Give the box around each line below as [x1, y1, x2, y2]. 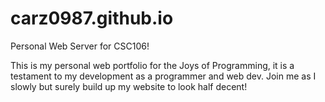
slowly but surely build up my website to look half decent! [10, 80, 248, 92]
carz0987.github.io [10, 7, 174, 30]
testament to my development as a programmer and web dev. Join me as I [10, 70, 317, 82]
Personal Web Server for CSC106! [10, 40, 150, 52]
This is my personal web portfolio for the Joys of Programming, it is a [10, 59, 295, 71]
